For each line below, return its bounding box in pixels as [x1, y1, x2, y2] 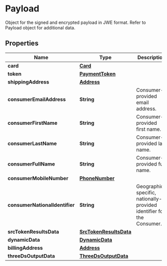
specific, [136, 189, 157, 196]
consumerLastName [7, 140, 57, 147]
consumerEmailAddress [7, 95, 66, 102]
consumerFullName [7, 160, 56, 167]
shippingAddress [7, 78, 50, 85]
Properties [5, 39, 39, 48]
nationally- [136, 195, 163, 202]
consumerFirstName [7, 119, 58, 126]
